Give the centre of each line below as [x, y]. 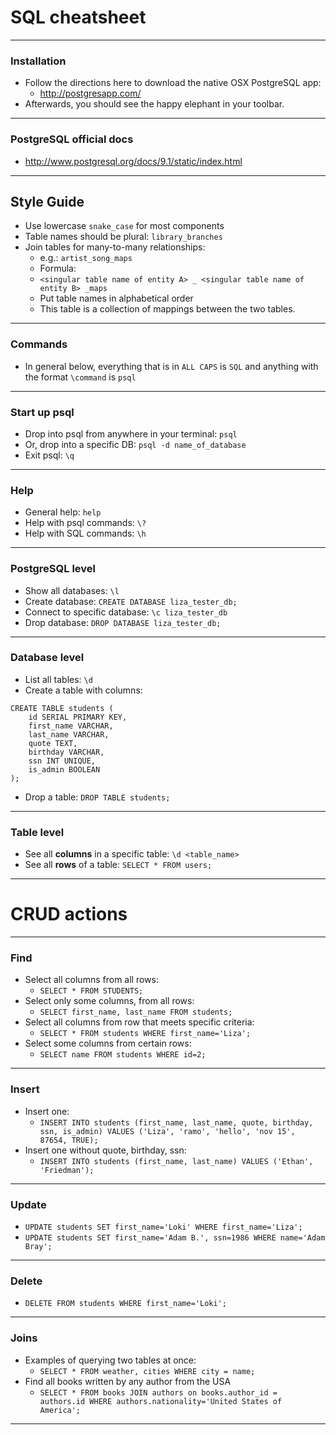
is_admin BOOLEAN [64, 769]
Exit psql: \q [49, 455]
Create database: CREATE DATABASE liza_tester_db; [131, 601]
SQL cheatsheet [78, 17]
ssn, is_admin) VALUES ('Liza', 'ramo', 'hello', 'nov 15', [167, 1131]
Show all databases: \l [72, 590]
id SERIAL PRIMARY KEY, [78, 717]
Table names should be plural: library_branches [123, 237]
